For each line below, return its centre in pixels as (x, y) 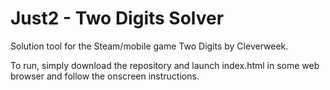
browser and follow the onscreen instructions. (105, 76)
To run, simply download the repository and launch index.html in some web (165, 65)
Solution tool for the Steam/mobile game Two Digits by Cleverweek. (149, 46)
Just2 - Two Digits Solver (117, 18)
